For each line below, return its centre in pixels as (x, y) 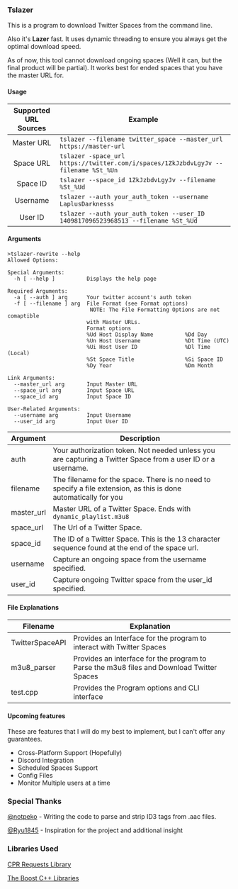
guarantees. (25, 739)
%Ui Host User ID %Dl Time (148, 347)
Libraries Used (33, 849)
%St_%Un (105, 170)
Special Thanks (35, 801)
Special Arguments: (36, 272)
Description (140, 438)
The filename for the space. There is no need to (132, 479)
